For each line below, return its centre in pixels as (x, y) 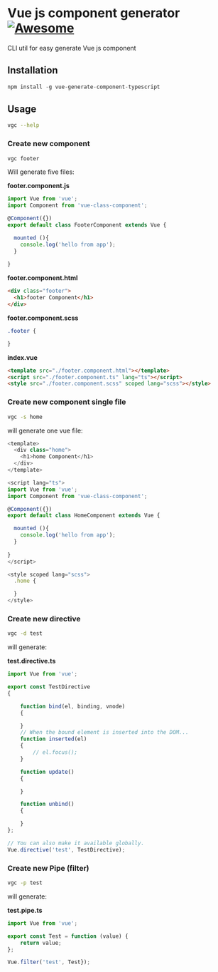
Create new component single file (67, 402)
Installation (33, 70)
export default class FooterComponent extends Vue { (87, 225)
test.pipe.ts (25, 910)
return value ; (41, 943)
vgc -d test (25, 634)
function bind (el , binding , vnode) (73, 706)
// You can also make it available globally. (76, 843)
